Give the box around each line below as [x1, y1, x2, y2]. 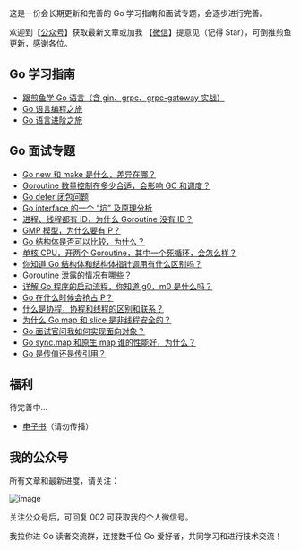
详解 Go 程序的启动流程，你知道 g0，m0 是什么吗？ [21, 280, 213, 291]
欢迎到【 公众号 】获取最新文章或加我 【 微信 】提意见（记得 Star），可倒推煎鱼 [9, 27, 292, 38]
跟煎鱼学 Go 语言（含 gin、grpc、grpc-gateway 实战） [21, 92, 226, 103]
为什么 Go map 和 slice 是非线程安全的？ [21, 314, 172, 325]
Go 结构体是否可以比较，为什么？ [21, 236, 146, 246]
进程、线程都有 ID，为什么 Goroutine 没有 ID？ [21, 213, 194, 224]
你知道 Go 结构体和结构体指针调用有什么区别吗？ [21, 258, 203, 269]
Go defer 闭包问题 [21, 191, 90, 202]
